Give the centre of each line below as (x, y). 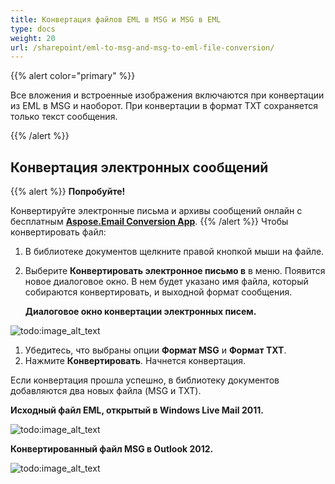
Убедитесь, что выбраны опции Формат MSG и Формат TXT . (155, 350)
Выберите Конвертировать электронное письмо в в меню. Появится (175, 271)
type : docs (33, 29)
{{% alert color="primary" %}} (73, 76)
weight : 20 (33, 38)
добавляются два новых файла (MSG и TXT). (106, 391)
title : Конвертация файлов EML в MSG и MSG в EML (116, 19)
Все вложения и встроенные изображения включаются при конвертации (167, 95)
